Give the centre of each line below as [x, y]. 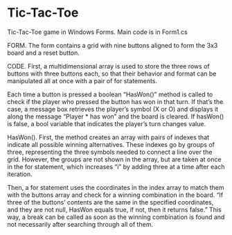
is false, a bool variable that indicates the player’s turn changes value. [107, 123]
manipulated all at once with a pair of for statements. [82, 80]
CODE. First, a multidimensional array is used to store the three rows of [108, 66]
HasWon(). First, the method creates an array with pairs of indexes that [108, 137]
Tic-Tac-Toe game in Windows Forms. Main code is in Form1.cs [98, 32]
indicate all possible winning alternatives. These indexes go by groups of [111, 144]
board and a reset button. [43, 53]
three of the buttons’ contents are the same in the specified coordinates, [110, 202]
